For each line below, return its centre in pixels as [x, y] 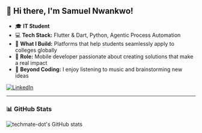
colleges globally [36, 50]
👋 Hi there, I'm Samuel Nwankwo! [70, 11]
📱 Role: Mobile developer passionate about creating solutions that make [104, 56]
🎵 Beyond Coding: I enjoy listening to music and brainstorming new [99, 69]
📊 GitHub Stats [29, 109]
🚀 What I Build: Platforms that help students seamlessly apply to [94, 43]
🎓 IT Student [32, 26]
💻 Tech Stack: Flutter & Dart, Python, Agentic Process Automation [98, 35]
